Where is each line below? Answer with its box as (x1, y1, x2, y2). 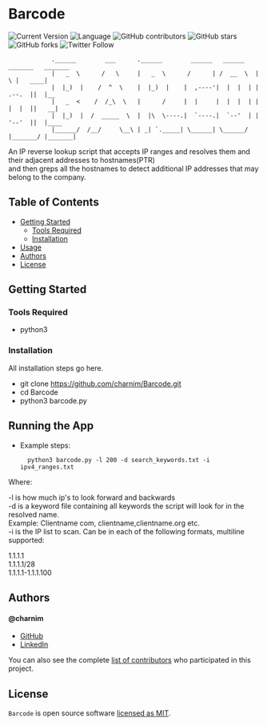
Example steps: (19, 440, 71, 450)
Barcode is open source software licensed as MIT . (8, 708, 171, 718)
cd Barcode (19, 387, 58, 397)
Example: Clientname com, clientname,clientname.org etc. (8, 518, 200, 528)
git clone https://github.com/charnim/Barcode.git (19, 379, 181, 388)
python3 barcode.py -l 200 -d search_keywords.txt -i (27, 456, 210, 464)
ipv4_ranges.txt (19, 463, 74, 471)
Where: (8, 477, 33, 486)
